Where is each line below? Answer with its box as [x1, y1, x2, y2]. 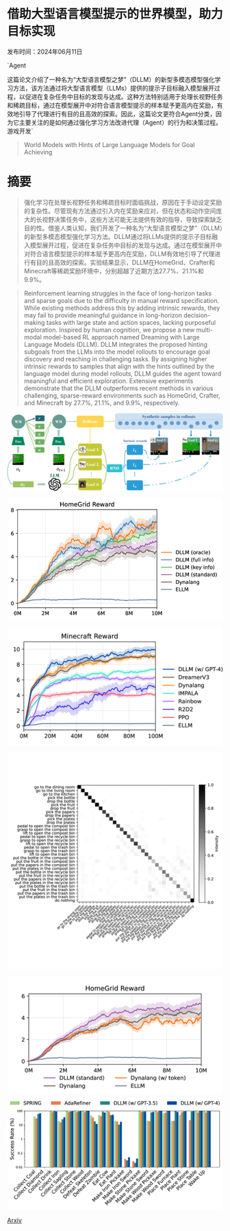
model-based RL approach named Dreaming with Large [43, 332, 200, 341]
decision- [183, 310, 211, 319]
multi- [196, 326, 214, 334]
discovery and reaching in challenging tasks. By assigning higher [23, 354, 207, 363]
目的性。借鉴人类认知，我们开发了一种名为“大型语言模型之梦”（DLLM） [23, 224, 223, 232]
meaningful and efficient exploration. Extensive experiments [23, 376, 194, 385]
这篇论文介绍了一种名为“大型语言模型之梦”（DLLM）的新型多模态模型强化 [7, 75, 215, 83]
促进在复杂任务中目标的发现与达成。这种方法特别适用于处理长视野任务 [25, 92, 223, 100]
